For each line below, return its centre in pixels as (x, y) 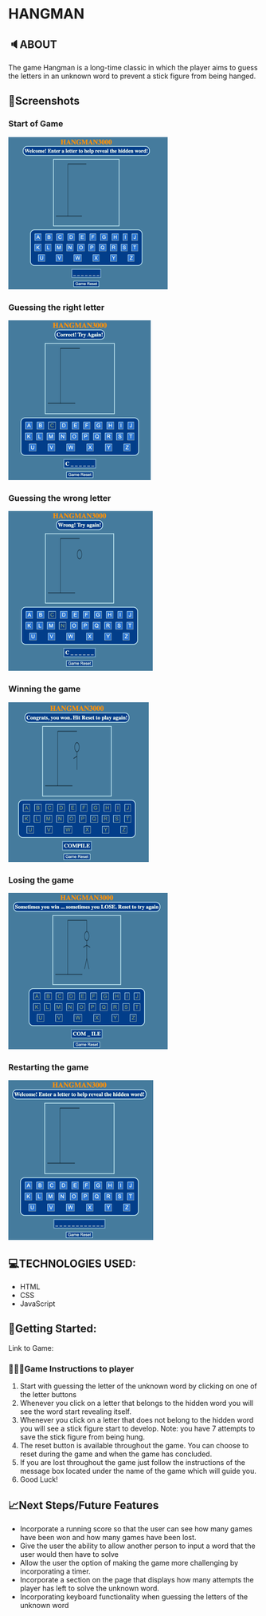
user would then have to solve (69, 1554)
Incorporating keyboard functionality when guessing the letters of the (134, 1596)
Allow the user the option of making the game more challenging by (129, 1562)
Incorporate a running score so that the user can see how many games (136, 1529)
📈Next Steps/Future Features (84, 1505)
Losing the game (41, 879)
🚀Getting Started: (53, 1329)
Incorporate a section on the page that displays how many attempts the (137, 1579)
